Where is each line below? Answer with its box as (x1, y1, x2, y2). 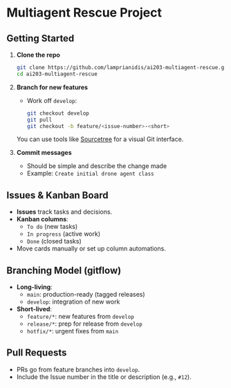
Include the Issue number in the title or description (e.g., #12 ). (16, 372, 192, 381)
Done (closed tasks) (26, 237, 82, 246)
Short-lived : (16, 305, 53, 313)
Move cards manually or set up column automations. (16, 244, 167, 253)
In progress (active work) (26, 230, 101, 238)
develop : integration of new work (26, 297, 120, 306)
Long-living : (16, 283, 53, 291)
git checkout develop (26, 109, 89, 117)
